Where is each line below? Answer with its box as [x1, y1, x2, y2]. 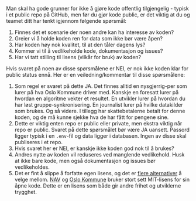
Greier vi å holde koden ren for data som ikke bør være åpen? [14, 35, 163, 42]
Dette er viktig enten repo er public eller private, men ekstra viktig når [14, 120, 183, 127]
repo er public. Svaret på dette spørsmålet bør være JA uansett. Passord [14, 126, 190, 133]
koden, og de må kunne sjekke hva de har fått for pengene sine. [14, 114, 169, 121]
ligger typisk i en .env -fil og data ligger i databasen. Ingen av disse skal [14, 132, 187, 139]
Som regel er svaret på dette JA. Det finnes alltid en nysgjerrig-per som [14, 83, 187, 90]
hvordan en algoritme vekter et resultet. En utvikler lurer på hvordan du [14, 95, 186, 102]
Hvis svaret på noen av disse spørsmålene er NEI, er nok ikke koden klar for [6, 65, 189, 72]
